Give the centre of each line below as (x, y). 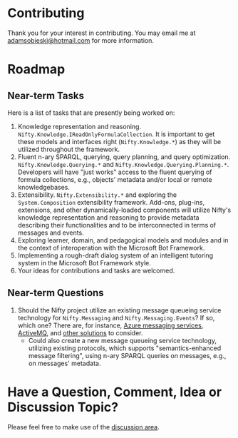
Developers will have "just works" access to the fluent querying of (115, 172)
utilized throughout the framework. (68, 149)
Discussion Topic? (63, 407)
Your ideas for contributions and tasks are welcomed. (96, 270)
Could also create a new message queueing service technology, (123, 340)
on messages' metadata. (64, 363)
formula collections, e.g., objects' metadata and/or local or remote (115, 179)
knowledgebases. (43, 187)
